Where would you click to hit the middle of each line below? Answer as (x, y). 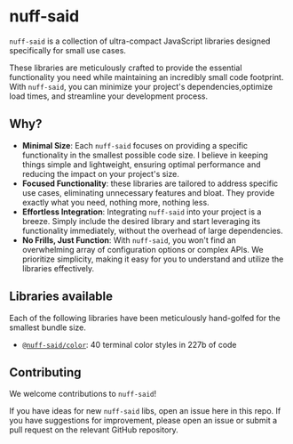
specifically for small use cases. (68, 50)
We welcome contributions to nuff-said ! (83, 394)
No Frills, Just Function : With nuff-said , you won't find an (129, 240)
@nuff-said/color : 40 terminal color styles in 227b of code (129, 344)
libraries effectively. (58, 268)
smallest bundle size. (48, 327)
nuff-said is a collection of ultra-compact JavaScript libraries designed (140, 41)
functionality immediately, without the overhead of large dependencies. (153, 230)
